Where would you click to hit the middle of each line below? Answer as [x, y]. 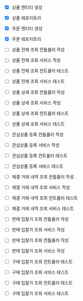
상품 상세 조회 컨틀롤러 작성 [38, 92]
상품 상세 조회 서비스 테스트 [38, 124]
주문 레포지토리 [26, 39]
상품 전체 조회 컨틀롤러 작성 [38, 50]
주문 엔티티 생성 [27, 28]
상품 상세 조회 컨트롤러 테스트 [40, 113]
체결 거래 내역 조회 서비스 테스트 [43, 208]
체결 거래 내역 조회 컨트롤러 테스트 [45, 198]
